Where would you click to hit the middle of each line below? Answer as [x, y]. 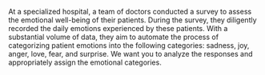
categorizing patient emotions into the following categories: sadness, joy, [129, 45]
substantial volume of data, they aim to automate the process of [113, 37]
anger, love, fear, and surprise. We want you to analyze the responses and [131, 54]
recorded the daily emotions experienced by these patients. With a [118, 28]
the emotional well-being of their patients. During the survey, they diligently [133, 20]
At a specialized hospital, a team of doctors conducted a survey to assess [130, 12]
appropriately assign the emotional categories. [85, 62]
